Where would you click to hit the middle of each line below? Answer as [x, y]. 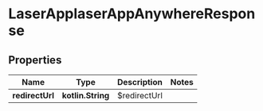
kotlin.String [86, 96]
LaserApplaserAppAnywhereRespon [132, 14]
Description [140, 82]
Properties [35, 60]
